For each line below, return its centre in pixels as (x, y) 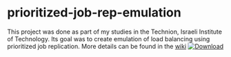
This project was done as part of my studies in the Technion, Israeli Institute (115, 32)
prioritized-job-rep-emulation (94, 13)
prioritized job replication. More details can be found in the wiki (97, 46)
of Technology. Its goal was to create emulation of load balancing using (109, 38)
